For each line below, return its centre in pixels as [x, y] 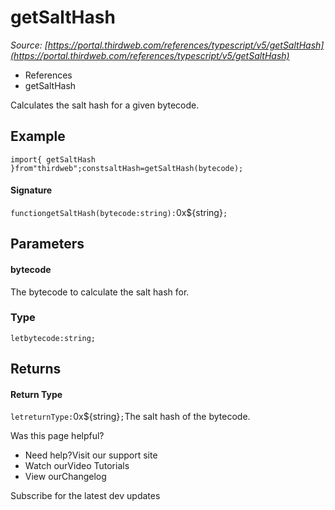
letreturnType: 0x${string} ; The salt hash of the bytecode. [130, 417]
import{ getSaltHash [53, 159]
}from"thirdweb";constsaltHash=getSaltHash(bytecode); [127, 168]
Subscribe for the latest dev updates [85, 496]
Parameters [47, 244]
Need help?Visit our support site [91, 455]
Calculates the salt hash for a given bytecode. [105, 105]
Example [38, 136]
